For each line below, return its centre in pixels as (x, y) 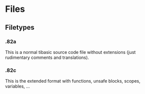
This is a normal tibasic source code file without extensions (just (71, 52)
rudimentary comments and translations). (47, 57)
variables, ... (18, 86)
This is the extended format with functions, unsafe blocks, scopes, (73, 81)
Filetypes (20, 27)
